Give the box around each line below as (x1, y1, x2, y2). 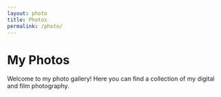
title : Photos (7, 16, 48, 23)
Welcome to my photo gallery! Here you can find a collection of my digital (7, 74, 215, 83)
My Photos (7, 52, 70, 68)
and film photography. (7, 82, 70, 90)
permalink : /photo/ (7, 23, 63, 29)
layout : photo (7, 10, 48, 17)
